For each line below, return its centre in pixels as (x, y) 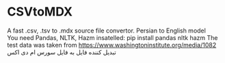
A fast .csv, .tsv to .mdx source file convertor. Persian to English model (107, 30)
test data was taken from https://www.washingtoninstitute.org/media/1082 (112, 45)
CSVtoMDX (40, 12)
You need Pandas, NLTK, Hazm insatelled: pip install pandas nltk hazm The (112, 37)
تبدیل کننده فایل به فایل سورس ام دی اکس (62, 52)
